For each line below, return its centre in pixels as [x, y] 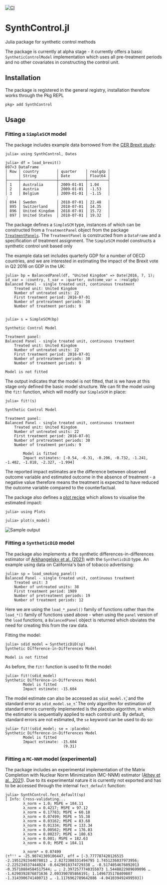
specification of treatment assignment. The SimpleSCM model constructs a [81, 241]
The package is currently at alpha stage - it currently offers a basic [74, 51]
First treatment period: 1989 [46, 591]
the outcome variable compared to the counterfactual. [61, 488]
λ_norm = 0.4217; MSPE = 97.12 [56, 808]
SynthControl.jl [37, 28]
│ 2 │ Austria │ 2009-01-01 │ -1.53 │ [58, 189]
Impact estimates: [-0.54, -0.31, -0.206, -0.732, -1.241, [86, 458]
